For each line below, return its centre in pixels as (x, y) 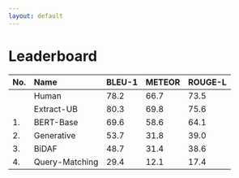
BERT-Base (56, 122)
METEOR (163, 82)
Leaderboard (53, 56)
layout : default (36, 16)
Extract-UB (56, 109)
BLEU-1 (122, 82)
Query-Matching (66, 162)
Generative (55, 135)
